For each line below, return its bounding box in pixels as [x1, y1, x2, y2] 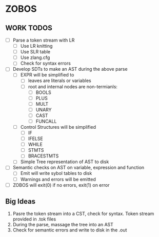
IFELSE [28, 135, 44, 142]
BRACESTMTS [28, 153, 59, 159]
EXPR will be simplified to [20, 72, 74, 78]
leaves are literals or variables [28, 77, 91, 84]
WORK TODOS [5, 24, 52, 32]
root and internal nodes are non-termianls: [28, 83, 118, 90]
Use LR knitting [20, 43, 53, 49]
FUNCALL [35, 118, 57, 124]
